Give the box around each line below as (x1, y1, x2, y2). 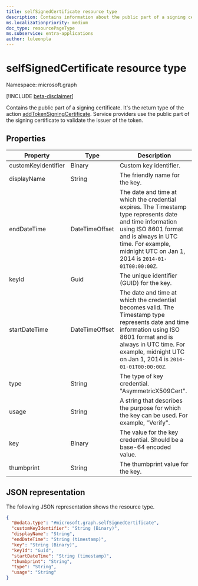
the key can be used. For (120, 411, 188, 419)
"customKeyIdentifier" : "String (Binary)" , (11, 526, 120, 532)
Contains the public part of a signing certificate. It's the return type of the (6, 104, 184, 111)
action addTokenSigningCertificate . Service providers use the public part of (6, 110, 190, 117)
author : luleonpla (6, 36, 51, 42)
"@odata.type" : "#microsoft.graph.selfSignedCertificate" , (11, 520, 160, 526)
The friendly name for (120, 171, 180, 179)
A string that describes (120, 396, 183, 404)
